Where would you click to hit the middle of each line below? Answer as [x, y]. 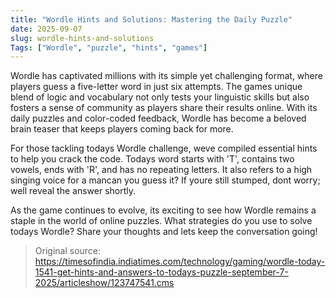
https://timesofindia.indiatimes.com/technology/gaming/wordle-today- [180, 262]
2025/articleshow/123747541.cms [104, 283]
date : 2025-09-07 [46, 29]
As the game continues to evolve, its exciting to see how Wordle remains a [163, 210]
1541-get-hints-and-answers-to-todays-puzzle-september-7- [161, 272]
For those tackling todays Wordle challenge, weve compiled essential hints [164, 148]
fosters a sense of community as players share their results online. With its [164, 108]
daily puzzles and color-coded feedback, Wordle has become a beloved [158, 118]
